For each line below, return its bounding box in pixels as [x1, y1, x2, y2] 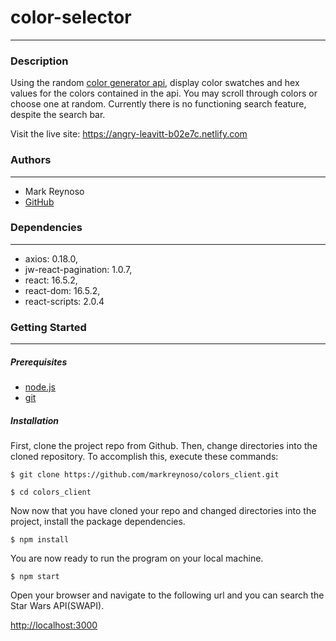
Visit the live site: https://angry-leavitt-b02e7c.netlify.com [10, 128, 248, 140]
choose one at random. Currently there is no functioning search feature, [10, 98, 307, 110]
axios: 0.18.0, [24, 252, 78, 265]
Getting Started [10, 320, 87, 334]
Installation [10, 414, 59, 426]
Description [10, 54, 69, 68]
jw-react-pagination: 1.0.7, [24, 263, 133, 275]
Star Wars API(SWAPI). [10, 600, 105, 612]
